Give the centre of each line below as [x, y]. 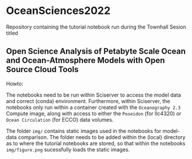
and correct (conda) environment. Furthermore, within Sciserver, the [88, 101]
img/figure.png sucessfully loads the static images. [68, 149]
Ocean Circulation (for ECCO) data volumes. [60, 119]
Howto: [15, 83]
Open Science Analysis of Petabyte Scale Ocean [96, 52]
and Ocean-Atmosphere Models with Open [85, 60]
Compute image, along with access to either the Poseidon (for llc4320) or [94, 113]
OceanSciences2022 [58, 11]
